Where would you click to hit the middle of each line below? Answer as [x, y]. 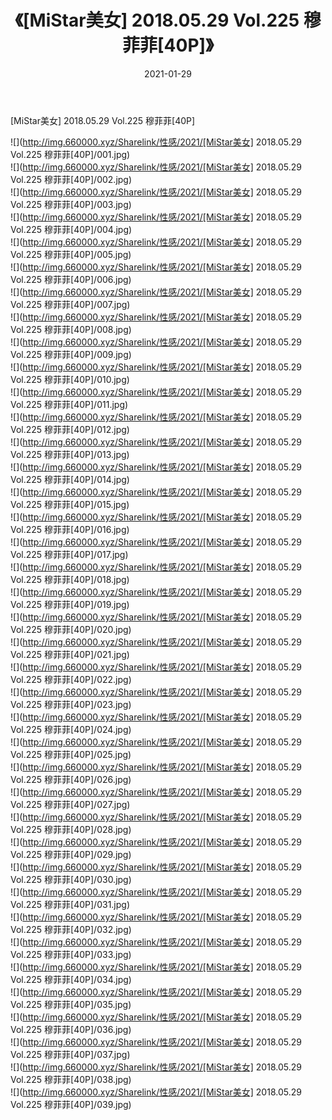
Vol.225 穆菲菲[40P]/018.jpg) [70, 579]
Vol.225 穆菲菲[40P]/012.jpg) [70, 429]
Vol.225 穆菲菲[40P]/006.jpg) [71, 279]
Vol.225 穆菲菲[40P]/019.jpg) [70, 604]
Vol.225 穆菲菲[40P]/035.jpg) [71, 1004]
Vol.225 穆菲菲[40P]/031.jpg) [70, 904]
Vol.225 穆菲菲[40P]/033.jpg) [71, 954]
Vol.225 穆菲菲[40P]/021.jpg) [70, 654]
